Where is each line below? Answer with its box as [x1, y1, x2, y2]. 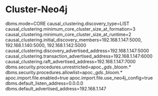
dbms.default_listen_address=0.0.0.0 [5, 80, 84, 86]
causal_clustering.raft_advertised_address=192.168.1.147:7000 [5, 58, 136, 64]
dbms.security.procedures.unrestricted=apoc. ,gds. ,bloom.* [5, 64, 131, 70]
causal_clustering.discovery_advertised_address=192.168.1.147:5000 [5, 47, 149, 54]
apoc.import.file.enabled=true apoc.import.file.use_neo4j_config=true [5, 75, 153, 81]
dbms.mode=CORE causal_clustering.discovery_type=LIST [5, 20, 130, 27]
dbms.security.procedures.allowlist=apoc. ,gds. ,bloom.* [5, 69, 123, 75]
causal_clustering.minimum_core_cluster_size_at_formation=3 [5, 26, 136, 32]
